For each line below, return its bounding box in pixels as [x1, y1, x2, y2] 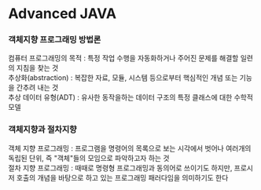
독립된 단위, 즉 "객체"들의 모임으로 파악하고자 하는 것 [8, 153, 170, 163]
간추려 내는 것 [16, 83, 59, 93]
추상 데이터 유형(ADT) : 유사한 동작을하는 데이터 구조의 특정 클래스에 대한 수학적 [8, 93, 254, 102]
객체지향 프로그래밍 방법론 [8, 35, 101, 46]
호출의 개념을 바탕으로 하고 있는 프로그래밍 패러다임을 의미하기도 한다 [16, 173, 229, 182]
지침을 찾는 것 [16, 64, 59, 73]
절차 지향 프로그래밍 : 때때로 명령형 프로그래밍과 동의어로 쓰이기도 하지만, [8, 163, 233, 173]
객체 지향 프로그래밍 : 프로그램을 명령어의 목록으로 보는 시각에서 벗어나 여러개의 [8, 143, 252, 153]
